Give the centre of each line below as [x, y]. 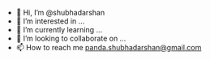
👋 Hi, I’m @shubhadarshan [60, 13]
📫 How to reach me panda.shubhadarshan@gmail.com [109, 47]
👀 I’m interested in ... [50, 21]
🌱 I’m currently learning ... [59, 30]
